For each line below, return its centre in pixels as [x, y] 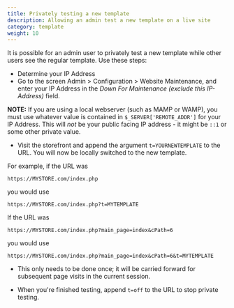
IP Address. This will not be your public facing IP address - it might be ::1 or [117, 124]
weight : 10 [23, 33]
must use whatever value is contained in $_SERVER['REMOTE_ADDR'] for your [114, 117]
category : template [36, 26]
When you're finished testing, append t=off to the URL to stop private [118, 290]
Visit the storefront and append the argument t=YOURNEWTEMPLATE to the [119, 145]
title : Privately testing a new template [68, 14]
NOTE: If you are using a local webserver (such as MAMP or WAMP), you [112, 109]
